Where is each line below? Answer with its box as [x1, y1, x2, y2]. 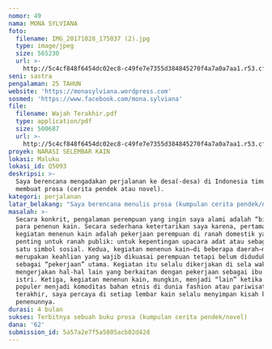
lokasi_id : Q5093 [8, 163, 67, 171]
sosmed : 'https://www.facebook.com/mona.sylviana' [8, 95, 183, 103]
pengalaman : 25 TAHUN [8, 79, 82, 87]
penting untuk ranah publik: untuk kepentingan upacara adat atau [15, 238, 244, 246]
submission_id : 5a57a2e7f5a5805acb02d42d [8, 328, 151, 336]
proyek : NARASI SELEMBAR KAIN [8, 147, 111, 155]
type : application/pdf [15, 117, 92, 126]
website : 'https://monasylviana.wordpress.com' [8, 87, 172, 96]
